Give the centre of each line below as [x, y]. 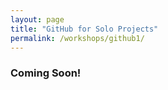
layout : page [37, 19]
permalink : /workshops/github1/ [77, 38]
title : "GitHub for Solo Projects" [84, 29]
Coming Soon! [46, 73]
